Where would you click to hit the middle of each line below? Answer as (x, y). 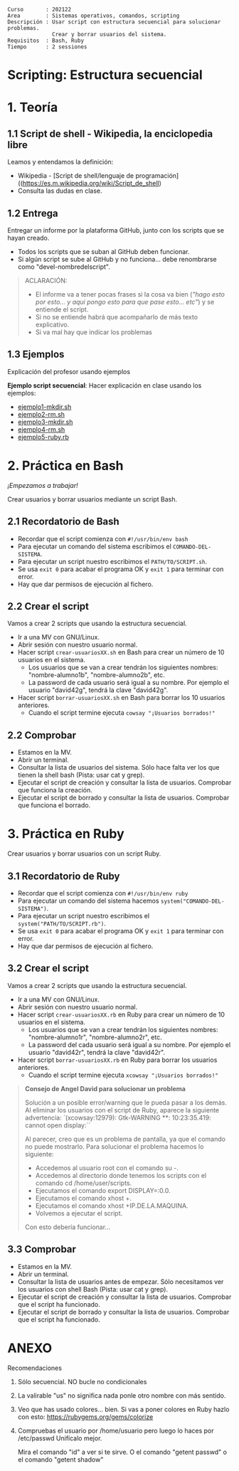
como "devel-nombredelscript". (64, 267)
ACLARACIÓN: (46, 281)
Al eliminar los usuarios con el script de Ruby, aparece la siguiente (122, 1110)
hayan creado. (28, 238)
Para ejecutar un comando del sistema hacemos (88, 901)
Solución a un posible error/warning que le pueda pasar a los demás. (126, 1103)
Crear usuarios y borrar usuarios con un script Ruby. (84, 854)
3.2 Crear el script (48, 968)
